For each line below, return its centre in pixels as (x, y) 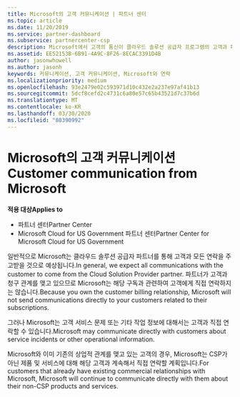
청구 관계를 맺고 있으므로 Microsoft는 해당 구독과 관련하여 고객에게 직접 (107, 283)
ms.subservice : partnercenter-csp (59, 41)
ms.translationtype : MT (43, 101)
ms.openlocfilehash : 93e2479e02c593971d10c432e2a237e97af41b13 (104, 87)
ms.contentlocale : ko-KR (44, 107)
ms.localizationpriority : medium (57, 80)
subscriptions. (29, 307)
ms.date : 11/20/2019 (38, 27)
